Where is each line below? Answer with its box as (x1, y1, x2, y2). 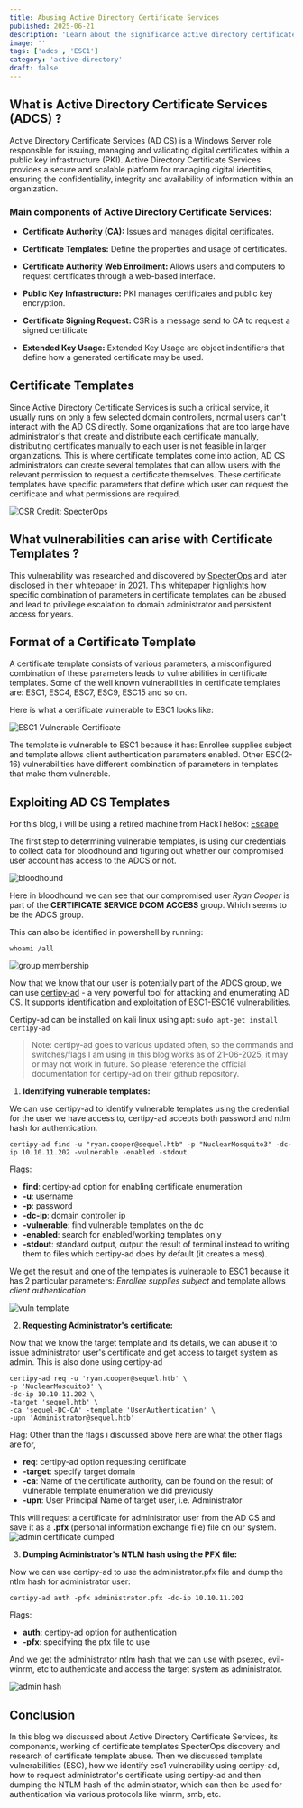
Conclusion (9, 1707, 76, 1722)
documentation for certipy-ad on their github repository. (31, 1069, 240, 1080)
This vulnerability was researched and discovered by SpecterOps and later (9, 570, 287, 580)
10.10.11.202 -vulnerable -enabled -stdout (21, 1148, 188, 1157)
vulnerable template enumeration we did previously (22, 1486, 214, 1497)
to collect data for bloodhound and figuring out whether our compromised (9, 846, 284, 857)
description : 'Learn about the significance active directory (9, 30, 248, 39)
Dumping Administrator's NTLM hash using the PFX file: (22, 1549, 237, 1560)
